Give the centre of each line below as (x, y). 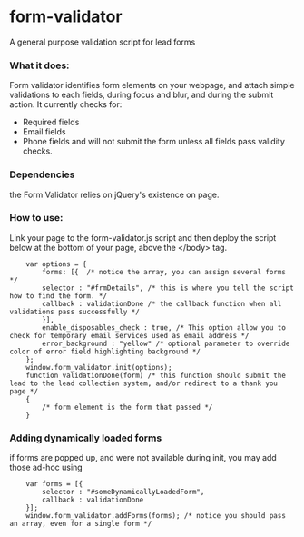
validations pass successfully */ (75, 312)
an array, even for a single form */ (81, 524)
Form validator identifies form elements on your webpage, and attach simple (152, 85)
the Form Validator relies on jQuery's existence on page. (114, 194)
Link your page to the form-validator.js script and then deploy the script (143, 237)
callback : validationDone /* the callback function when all (162, 303)
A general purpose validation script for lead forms (103, 42)
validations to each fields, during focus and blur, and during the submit (142, 95)
